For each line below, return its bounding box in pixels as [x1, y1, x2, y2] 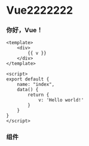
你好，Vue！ [6, 26, 43, 35]
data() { [17, 87, 39, 93]
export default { [6, 76, 50, 82]
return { [27, 92, 50, 98]
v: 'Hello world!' [38, 97, 84, 103]
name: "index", [17, 82, 55, 88]
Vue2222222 [6, 4, 73, 17]
